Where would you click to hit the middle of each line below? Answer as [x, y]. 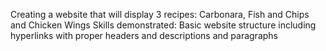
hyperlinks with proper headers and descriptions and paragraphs [144, 35]
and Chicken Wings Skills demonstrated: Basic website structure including [163, 25]
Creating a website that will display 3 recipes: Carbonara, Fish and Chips [160, 14]
